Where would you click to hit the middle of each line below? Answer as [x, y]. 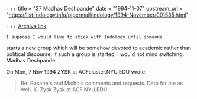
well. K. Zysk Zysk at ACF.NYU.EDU [64, 90]
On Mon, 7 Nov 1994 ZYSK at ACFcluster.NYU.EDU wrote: [76, 72]
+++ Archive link [26, 26]
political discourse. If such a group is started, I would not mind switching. [95, 54]
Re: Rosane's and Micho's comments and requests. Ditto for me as [102, 83]
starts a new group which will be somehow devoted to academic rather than [98, 48]
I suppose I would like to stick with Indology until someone [84, 37]
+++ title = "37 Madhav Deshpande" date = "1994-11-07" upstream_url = [95, 9]
